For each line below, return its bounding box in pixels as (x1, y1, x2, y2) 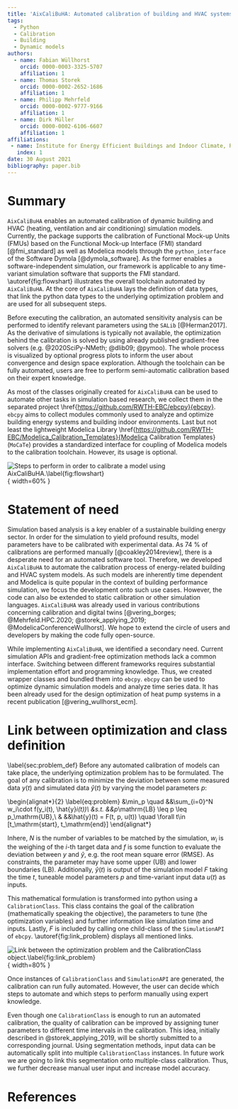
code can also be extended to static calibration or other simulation (7, 593, 200, 601)
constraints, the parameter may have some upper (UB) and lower (7, 858, 197, 867)
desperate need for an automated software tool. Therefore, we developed (7, 555, 222, 563)
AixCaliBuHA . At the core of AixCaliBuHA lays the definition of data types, (7, 284, 218, 293)
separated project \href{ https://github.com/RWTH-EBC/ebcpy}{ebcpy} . (7, 402, 216, 411)
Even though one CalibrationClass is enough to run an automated (7, 1011, 200, 1019)
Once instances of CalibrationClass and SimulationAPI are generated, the (7, 975, 225, 983)
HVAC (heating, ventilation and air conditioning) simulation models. (7, 224, 203, 232)
